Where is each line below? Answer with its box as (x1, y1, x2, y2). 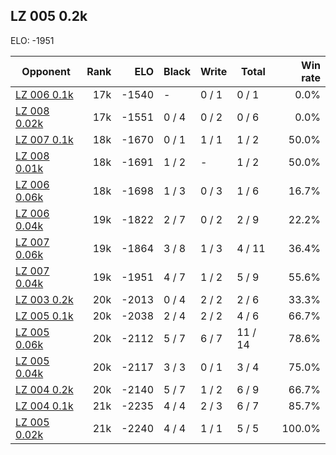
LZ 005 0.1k (15, 309, 74, 323)
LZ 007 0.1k (15, 132, 74, 146)
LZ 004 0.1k (15, 399, 74, 413)
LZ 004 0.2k (15, 382, 74, 396)
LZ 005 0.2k (10, 8, 88, 25)
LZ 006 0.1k (15, 87, 74, 101)
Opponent (21, 64, 71, 78)
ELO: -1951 (10, 34, 55, 46)
